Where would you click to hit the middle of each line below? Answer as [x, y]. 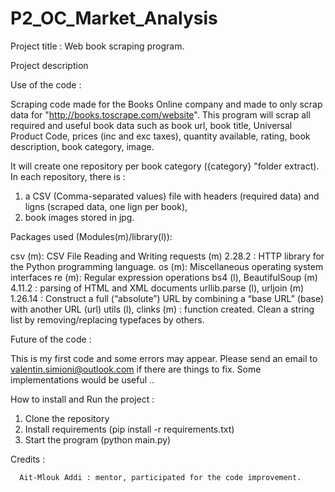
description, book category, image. [82, 146]
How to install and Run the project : [82, 399]
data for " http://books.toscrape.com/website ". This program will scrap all [160, 114]
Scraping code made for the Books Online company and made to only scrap [166, 104]
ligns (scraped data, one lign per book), [106, 206]
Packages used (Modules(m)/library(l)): [91, 236]
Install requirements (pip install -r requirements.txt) [129, 429]
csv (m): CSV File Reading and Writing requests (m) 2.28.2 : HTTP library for [167, 256]
